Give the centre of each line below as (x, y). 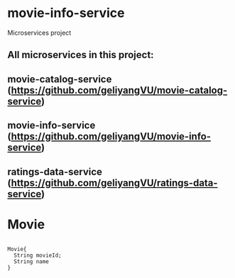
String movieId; (38, 256)
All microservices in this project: (81, 55)
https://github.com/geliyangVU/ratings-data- (114, 183)
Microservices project (39, 33)
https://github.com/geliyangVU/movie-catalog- (119, 90)
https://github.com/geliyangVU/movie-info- (111, 137)
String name (32, 262)
